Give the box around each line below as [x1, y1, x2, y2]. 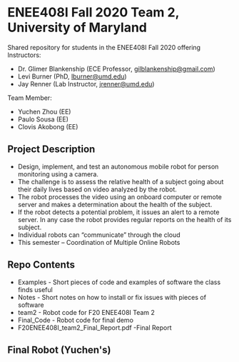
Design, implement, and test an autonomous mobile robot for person [17, 162, 219, 171]
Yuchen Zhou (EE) [17, 107, 71, 116]
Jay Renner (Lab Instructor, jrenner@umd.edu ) [17, 79, 155, 88]
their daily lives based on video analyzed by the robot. [17, 185, 177, 193]
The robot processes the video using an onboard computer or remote [17, 192, 223, 201]
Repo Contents [7, 258, 75, 271]
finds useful [17, 285, 54, 293]
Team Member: [7, 94, 52, 102]
